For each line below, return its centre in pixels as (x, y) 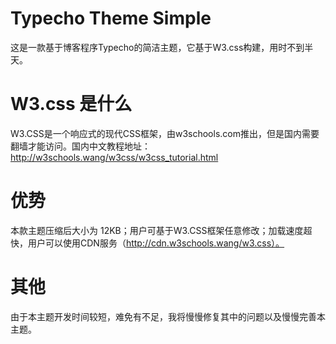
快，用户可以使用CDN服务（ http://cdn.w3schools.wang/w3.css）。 (147, 243)
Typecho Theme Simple (111, 18)
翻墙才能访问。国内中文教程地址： (80, 146)
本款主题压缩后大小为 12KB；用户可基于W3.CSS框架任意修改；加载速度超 (161, 230)
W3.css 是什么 (71, 104)
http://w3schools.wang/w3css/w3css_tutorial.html (114, 157)
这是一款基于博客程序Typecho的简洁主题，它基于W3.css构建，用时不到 (157, 47)
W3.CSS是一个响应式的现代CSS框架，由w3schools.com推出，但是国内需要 (165, 133)
